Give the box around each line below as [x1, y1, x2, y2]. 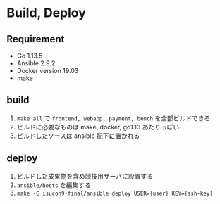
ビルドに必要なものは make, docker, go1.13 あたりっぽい [16, 122, 180, 131]
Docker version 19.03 [16, 67, 79, 75]
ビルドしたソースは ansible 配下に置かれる [16, 132, 140, 140]
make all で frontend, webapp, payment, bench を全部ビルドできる [16, 114, 211, 122]
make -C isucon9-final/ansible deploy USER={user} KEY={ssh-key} [16, 190, 213, 197]
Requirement [6, 33, 65, 45]
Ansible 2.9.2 [16, 59, 56, 68]
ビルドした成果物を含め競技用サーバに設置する [16, 172, 153, 180]
